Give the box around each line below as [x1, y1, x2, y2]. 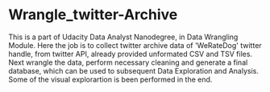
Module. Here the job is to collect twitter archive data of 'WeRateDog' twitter [8, 40, 262, 50]
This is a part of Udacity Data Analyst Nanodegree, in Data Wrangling [8, 32, 239, 42]
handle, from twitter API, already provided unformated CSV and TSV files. [8, 49, 252, 58]
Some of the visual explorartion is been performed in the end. [8, 74, 213, 84]
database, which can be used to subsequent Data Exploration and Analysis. [8, 66, 260, 75]
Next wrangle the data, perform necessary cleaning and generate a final [8, 58, 248, 67]
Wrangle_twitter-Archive [8, 6, 178, 24]
